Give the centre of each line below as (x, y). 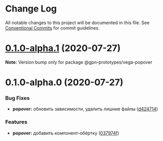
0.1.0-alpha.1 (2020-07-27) (63, 48)
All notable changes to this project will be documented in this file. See (77, 23)
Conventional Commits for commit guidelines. (52, 28)
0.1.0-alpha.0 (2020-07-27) (64, 83)
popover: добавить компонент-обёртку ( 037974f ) (66, 133)
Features (16, 122)
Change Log (31, 9)
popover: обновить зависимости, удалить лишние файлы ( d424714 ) (85, 109)
